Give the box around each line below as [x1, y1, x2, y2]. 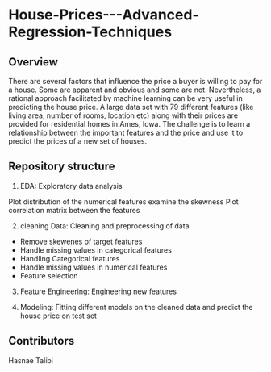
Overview [8, 55, 59, 69]
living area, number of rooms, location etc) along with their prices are [8, 111, 239, 120]
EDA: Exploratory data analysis [19, 181, 123, 190]
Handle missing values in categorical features [19, 245, 172, 255]
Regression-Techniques [8, 23, 172, 41]
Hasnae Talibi [8, 355, 54, 365]
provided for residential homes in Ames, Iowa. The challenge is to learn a [8, 119, 251, 128]
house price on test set [19, 311, 97, 320]
